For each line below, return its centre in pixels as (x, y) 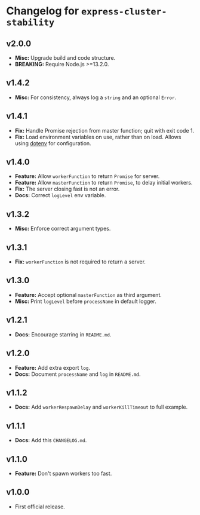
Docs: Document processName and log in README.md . (78, 374)
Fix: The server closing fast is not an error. (67, 189)
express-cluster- (124, 12)
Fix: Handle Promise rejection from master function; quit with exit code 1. (104, 130)
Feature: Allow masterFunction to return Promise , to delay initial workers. (104, 183)
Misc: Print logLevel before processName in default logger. (85, 301)
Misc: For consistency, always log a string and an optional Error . (96, 97)
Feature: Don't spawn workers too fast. (63, 473)
